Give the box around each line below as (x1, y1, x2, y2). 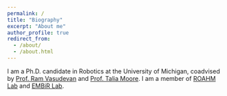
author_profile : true (7, 29, 69, 36)
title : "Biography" (7, 16, 63, 23)
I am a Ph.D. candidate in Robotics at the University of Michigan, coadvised (7, 67, 220, 75)
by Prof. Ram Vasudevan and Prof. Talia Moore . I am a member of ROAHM (7, 74, 216, 82)
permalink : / (7, 10, 45, 17)
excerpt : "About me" (7, 23, 67, 29)
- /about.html (13, 49, 54, 56)
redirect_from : (7, 36, 51, 43)
